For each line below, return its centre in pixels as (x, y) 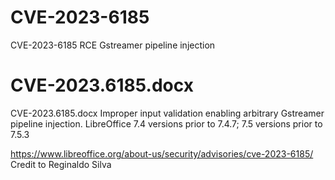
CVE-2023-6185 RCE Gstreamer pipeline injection (113, 45)
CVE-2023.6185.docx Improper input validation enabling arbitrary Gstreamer (167, 113)
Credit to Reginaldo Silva (61, 164)
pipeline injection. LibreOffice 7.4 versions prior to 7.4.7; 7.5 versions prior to (166, 123)
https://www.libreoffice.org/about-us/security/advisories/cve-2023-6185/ (162, 153)
